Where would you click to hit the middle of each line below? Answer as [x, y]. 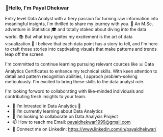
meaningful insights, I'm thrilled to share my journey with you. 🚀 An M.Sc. [79, 24]
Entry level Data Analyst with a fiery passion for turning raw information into [82, 19]
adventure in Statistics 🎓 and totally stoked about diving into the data [76, 30]
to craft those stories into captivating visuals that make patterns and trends [81, 49]
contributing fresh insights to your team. [46, 97]
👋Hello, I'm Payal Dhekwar [37, 8]
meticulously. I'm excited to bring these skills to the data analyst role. [75, 82]
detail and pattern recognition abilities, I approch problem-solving [71, 76]
